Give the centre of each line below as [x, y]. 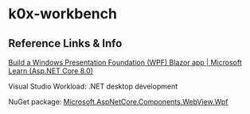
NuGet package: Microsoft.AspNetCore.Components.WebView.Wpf [118, 102]
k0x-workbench [63, 14]
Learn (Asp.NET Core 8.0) [51, 71]
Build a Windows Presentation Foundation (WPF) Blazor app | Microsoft [125, 62]
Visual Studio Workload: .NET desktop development [93, 86]
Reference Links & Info [65, 43]
